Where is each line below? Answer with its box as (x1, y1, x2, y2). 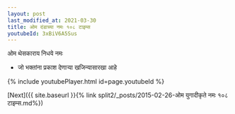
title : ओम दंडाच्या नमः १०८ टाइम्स (7, 23, 91, 30)
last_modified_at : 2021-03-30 (7, 17, 97, 24)
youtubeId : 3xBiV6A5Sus (7, 30, 78, 37)
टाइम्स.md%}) (7, 99, 44, 108)
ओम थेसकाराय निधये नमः (7, 49, 64, 58)
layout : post (7, 10, 46, 18)
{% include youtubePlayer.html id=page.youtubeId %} (7, 77, 165, 86)
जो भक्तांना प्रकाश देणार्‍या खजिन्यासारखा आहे (17, 63, 117, 72)
